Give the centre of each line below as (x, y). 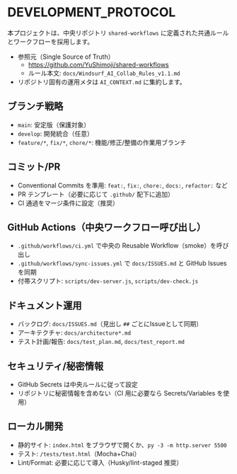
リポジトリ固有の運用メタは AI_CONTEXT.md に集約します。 (102, 81)
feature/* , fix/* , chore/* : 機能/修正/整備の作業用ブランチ (102, 142)
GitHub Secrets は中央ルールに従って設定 (77, 384)
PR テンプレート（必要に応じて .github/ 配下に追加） (96, 194)
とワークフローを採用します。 (51, 41)
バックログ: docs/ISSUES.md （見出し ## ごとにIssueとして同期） (110, 324)
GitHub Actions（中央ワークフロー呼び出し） (107, 227)
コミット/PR (34, 167)
